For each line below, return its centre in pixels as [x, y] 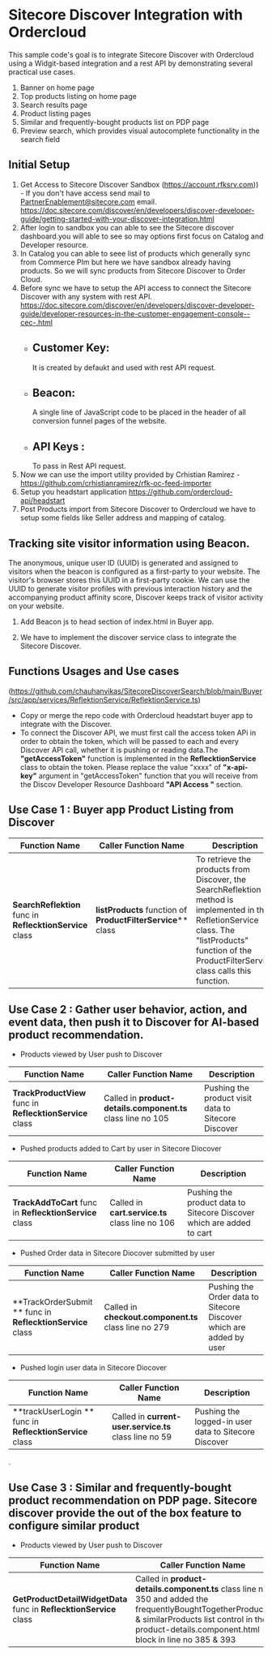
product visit [228, 1099]
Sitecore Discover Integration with [126, 15]
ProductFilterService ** [142, 920]
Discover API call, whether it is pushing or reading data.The [119, 750]
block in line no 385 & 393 [185, 1640]
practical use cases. [42, 71]
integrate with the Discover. [66, 724]
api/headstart [42, 501]
